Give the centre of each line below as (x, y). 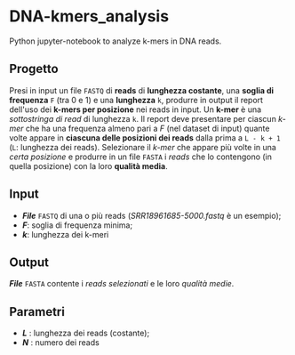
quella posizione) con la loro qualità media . (88, 165)
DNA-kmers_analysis (89, 16)
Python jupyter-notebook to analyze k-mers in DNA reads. (116, 41)
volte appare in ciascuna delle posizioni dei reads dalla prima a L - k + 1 (145, 137)
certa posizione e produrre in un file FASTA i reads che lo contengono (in (141, 157)
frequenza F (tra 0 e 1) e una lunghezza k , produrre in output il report (136, 100)
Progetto (34, 69)
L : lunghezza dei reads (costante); (86, 333)
